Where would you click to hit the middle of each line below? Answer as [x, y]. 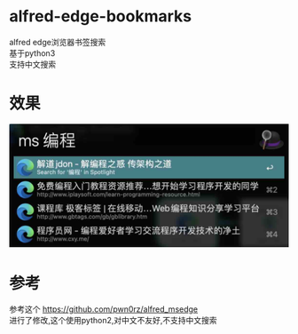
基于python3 [32, 53]
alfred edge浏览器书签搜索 [58, 42]
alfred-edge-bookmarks [101, 16]
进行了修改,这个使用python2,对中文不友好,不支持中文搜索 [113, 321]
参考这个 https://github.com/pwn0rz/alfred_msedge [104, 309]
